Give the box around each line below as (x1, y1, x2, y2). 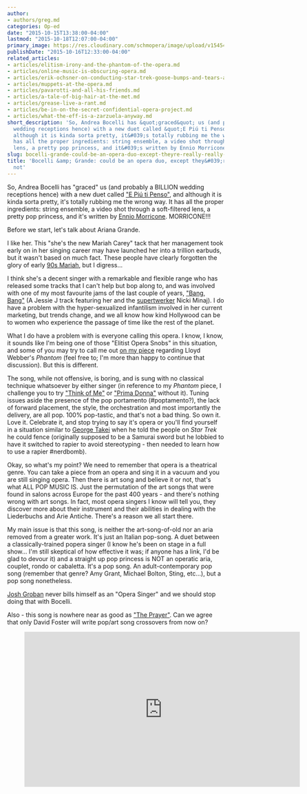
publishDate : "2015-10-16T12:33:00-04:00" (7, 49, 131, 56)
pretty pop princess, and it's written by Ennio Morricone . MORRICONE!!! (7, 212, 211, 221)
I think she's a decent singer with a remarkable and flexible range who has (7, 274, 218, 283)
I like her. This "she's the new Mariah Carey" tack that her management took (7, 238, 224, 247)
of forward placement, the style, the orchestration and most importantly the (7, 403, 222, 411)
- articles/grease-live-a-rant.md (7, 100, 107, 107)
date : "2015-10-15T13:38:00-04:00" (7, 29, 109, 37)
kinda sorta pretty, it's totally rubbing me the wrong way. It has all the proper (7, 197, 224, 205)
